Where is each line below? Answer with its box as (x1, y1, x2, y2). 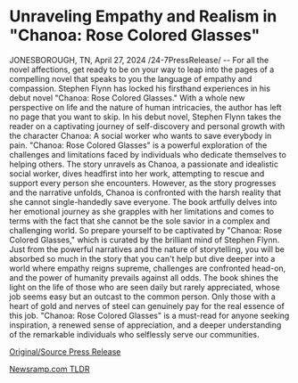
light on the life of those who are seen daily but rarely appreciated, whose (9, 281, 280, 292)
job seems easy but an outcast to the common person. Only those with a (9, 291, 277, 302)
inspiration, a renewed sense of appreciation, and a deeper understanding (9, 319, 282, 330)
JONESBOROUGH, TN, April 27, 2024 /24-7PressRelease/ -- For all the (9, 54, 269, 65)
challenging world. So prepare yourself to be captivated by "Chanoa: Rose (9, 224, 283, 235)
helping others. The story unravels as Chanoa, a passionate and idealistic (9, 159, 279, 169)
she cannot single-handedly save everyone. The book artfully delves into (9, 196, 277, 207)
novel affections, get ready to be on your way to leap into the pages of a (9, 64, 275, 75)
